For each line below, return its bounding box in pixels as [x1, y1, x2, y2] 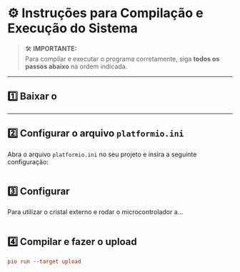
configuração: [7, 157, 49, 166]
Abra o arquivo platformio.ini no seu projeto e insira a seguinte [7, 150, 197, 158]
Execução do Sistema [7, 20, 138, 36]
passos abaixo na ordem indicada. [24, 62, 128, 71]
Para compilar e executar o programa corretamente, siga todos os [24, 54, 220, 63]
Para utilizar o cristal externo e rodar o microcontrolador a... [7, 208, 184, 216]
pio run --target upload [7, 258, 81, 266]
